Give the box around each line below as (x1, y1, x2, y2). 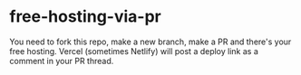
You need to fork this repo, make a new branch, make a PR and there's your (9, 36, 292, 47)
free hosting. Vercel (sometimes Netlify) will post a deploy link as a (9, 45, 258, 56)
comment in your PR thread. (9, 55, 114, 66)
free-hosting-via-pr (9, 6, 161, 27)
